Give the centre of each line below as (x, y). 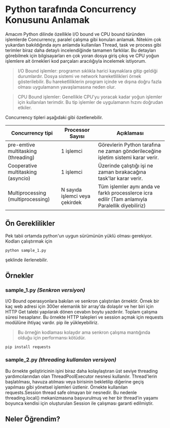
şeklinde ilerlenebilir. (27, 260)
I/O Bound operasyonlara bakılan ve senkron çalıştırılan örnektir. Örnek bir (82, 301)
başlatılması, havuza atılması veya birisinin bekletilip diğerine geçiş (75, 381)
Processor (77, 130)
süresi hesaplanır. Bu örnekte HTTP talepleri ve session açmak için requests (84, 317)
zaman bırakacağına (122, 172)
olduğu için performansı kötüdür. (52, 338)
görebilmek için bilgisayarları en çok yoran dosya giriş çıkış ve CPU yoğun (82, 55)
